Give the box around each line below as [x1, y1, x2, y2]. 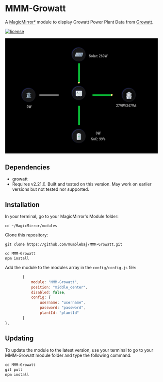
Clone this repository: [5, 232, 49, 237]
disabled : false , [31, 290, 66, 295]
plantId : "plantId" [39, 310, 79, 315]
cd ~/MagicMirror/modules [5, 223, 57, 228]
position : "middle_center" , [31, 285, 88, 290]
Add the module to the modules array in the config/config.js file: [5, 264, 137, 270]
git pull [5, 367, 23, 372]
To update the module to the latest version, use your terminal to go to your [5, 347, 154, 353]
